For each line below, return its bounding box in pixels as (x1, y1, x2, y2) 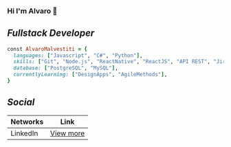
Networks (10, 117, 44, 126)
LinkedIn (10, 128, 38, 138)
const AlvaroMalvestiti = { (7, 45, 88, 52)
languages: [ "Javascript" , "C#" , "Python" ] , (13, 52, 143, 59)
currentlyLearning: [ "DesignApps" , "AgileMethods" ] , (13, 71, 168, 78)
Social (7, 96, 35, 109)
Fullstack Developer (7, 27, 95, 39)
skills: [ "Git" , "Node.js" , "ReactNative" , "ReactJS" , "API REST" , (13, 58, 211, 65)
